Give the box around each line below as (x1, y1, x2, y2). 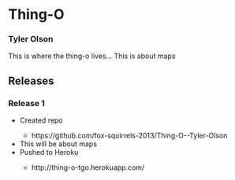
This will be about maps (19, 139, 97, 149)
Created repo (19, 116, 63, 125)
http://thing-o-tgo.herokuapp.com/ (31, 163, 145, 172)
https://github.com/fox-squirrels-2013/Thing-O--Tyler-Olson (31, 131, 228, 141)
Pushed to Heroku (19, 148, 79, 157)
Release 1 (8, 97, 45, 108)
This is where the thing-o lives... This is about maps (8, 51, 176, 61)
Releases (8, 74, 54, 87)
